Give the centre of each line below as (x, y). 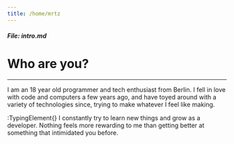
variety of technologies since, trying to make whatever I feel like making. (111, 104)
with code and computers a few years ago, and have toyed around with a (112, 97)
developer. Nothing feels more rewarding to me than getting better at (106, 125)
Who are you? (48, 64)
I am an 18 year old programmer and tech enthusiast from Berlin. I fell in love (117, 90)
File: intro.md (27, 36)
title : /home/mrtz (34, 14)
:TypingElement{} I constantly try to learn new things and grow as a (104, 118)
